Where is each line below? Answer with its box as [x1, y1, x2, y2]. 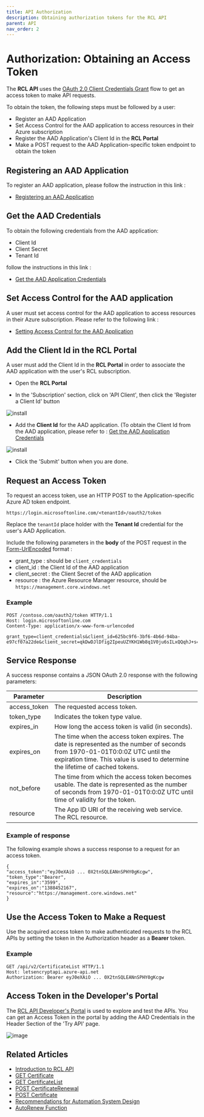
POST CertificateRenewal [15, 1085, 79, 1092]
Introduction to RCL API [15, 1065, 74, 1073]
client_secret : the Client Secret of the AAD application [15, 570, 152, 577]
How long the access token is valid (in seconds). [54, 722, 192, 731]
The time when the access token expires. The [54, 732, 184, 741]
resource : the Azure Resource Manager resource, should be [15, 577, 167, 584]
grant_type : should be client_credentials [15, 557, 122, 565]
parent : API [6, 20, 36, 26]
